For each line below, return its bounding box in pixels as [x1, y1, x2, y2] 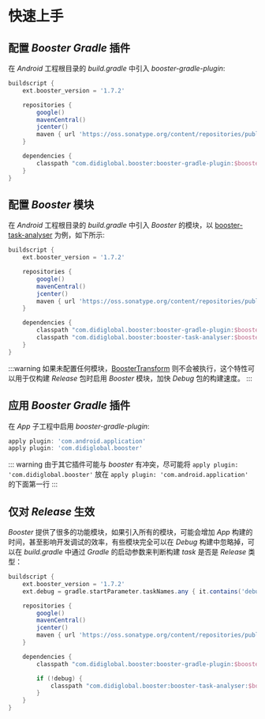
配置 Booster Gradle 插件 [8, 41, 131, 55]
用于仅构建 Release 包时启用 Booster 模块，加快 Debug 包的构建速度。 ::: [14, 373, 252, 383]
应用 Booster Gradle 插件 [8, 399, 131, 412]
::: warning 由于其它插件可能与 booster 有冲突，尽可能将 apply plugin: [8, 460, 239, 469]
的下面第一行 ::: [8, 479, 58, 489]
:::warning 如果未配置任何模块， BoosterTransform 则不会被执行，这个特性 [8, 363, 248, 373]
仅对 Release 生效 [8, 505, 95, 518]
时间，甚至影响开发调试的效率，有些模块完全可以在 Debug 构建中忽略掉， [8, 537, 248, 547]
